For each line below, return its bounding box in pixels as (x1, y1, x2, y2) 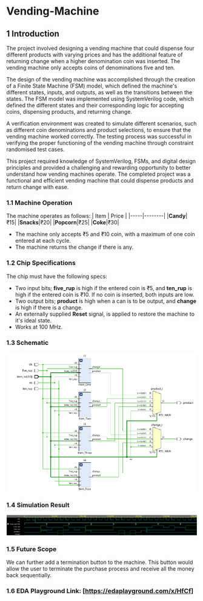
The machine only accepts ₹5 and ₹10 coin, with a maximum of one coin (15, 231, 195, 238)
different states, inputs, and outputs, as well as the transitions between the (6, 89, 193, 96)
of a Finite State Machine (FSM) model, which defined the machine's (6, 82, 178, 89)
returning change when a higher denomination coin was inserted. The (6, 58, 181, 64)
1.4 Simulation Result (6, 501, 70, 509)
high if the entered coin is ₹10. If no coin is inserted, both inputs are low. (15, 291, 195, 298)
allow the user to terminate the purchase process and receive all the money (6, 565, 195, 572)
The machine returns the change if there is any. (15, 243, 134, 251)
